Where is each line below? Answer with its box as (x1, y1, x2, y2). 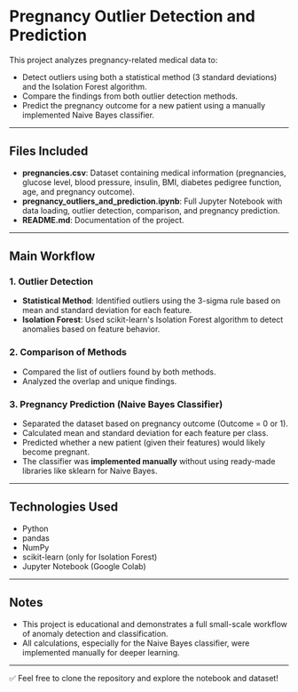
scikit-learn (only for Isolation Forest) (21, 551, 158, 562)
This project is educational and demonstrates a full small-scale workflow (21, 618, 288, 629)
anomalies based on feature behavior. (21, 324, 161, 334)
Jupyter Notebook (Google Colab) (21, 560, 146, 571)
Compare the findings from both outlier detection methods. (21, 91, 238, 101)
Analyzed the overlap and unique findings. (21, 375, 177, 386)
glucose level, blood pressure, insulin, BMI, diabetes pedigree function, (21, 176, 282, 188)
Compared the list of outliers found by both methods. (21, 366, 216, 377)
